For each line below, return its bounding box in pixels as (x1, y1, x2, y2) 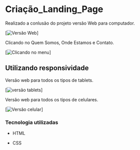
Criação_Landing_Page (5, 4, 103, 15)
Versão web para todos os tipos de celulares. (5, 96, 98, 102)
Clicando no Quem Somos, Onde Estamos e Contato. (5, 39, 114, 46)
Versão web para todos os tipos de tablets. (5, 77, 93, 83)
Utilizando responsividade (5, 64, 89, 72)
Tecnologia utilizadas (5, 119, 58, 126)
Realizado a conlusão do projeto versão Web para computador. (5, 20, 135, 26)
